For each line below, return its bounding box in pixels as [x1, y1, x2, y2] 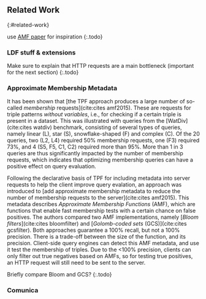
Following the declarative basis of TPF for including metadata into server [7, 174, 191, 182]
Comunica [7, 286, 39, 295]
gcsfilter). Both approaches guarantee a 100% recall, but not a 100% [7, 226, 180, 234]
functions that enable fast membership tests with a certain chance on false [7, 207, 196, 215]
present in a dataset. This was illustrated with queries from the [7, 117, 165, 125]
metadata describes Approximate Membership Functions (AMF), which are [7, 201, 196, 208]
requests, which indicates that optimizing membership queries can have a [7, 156, 194, 164]
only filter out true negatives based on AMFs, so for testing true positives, [7, 253, 193, 260]
